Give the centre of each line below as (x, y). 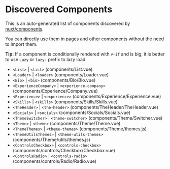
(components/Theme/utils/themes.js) (51, 139)
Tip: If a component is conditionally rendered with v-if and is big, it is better (85, 54)
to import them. (21, 44)
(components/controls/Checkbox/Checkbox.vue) (64, 150)
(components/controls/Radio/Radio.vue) (55, 161)
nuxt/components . (25, 29)
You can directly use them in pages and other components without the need (84, 39)
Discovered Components (59, 9)
